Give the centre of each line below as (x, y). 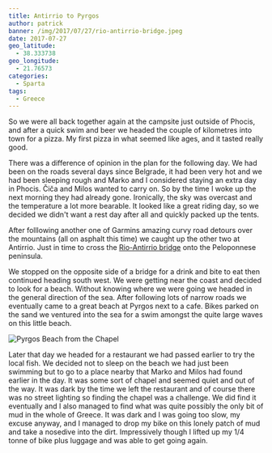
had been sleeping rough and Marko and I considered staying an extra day (133, 180)
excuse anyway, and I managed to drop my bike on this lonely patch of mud (134, 423)
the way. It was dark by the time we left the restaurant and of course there (132, 389)
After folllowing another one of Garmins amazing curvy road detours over (131, 231)
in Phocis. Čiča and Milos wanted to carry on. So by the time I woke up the (132, 189)
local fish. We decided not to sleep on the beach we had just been (119, 363)
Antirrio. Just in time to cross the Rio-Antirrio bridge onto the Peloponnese (132, 248)
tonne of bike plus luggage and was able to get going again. (108, 441)
